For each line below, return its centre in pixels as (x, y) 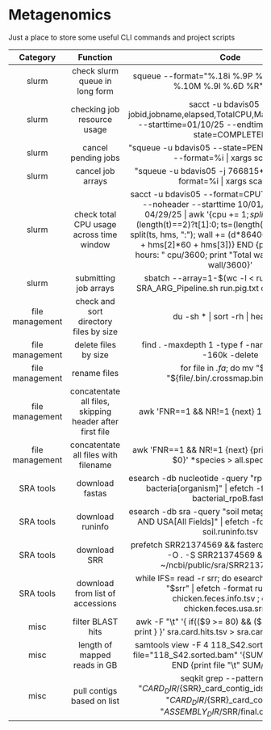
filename (95, 465)
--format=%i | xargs (213, 158)
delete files (95, 344)
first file (95, 432)
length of (95, 644)
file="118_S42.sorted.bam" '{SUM (198, 655)
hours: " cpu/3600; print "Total (193, 255)
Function (95, 57)
